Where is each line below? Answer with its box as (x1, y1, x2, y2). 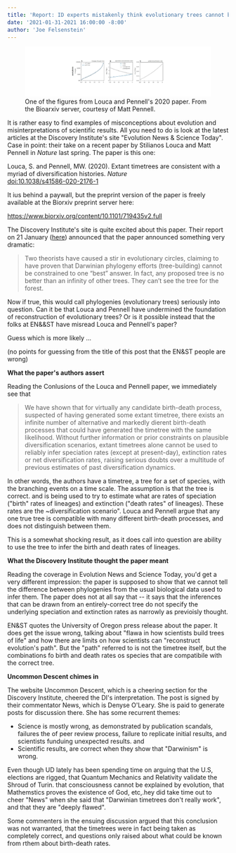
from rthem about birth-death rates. (7, 839, 111, 847)
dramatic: (7, 240, 35, 249)
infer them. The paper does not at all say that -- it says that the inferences (7, 592, 221, 601)
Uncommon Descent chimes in (7, 672, 99, 680)
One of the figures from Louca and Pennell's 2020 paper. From (25, 97, 207, 106)
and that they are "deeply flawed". (7, 803, 107, 811)
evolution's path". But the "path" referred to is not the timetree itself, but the (7, 643, 227, 652)
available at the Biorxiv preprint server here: (7, 198, 135, 206)
